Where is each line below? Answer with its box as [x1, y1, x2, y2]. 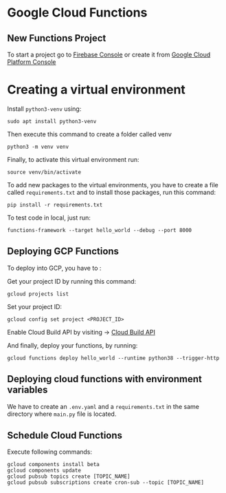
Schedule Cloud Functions [7, 429, 122, 441]
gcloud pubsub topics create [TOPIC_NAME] [7, 473, 131, 480]
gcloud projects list [7, 291, 69, 297]
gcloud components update [7, 467, 81, 474]
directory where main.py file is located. [7, 410, 117, 418]
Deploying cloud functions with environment [7, 373, 203, 385]
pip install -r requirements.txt [7, 201, 103, 208]
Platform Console [7, 58, 56, 66]
